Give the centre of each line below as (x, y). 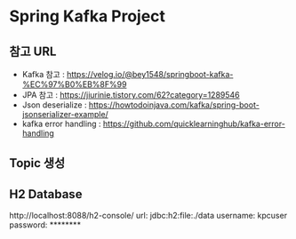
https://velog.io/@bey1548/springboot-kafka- (150, 74)
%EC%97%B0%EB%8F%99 (74, 84)
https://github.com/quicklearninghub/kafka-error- (194, 123)
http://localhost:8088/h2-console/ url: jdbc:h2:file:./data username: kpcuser (148, 216)
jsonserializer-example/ (65, 114)
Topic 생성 (37, 163)
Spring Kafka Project (88, 16)
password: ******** (45, 225)
